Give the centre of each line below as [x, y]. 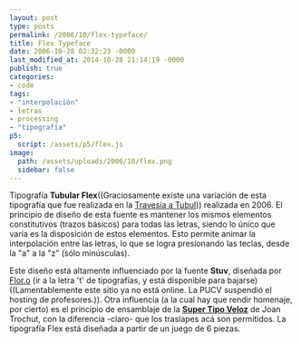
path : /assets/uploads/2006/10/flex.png [95, 161]
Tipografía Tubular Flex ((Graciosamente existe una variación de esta [138, 195]
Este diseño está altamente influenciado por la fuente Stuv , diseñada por [146, 271]
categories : [32, 77]
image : [22, 152]
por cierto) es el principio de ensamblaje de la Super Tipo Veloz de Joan [145, 309]
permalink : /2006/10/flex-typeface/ [78, 34]
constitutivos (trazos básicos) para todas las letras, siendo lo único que [142, 224]
